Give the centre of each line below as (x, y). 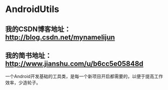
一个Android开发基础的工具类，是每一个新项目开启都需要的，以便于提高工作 (84, 76)
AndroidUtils (32, 9)
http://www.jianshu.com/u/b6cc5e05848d (74, 64)
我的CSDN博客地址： (38, 29)
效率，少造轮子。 (23, 83)
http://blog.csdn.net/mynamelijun (60, 37)
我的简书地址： (29, 56)
